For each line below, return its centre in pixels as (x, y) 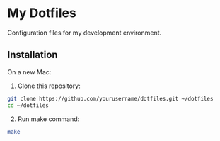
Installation (33, 55)
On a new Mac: (29, 72)
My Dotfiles (42, 13)
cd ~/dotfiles (28, 105)
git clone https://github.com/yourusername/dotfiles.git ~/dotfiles (110, 98)
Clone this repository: (49, 86)
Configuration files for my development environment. (85, 33)
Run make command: (48, 119)
